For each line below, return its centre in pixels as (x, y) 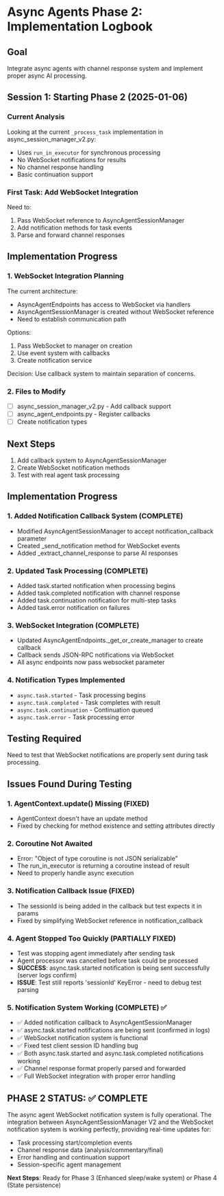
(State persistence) (34, 1185)
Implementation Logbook (80, 26)
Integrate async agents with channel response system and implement (105, 68)
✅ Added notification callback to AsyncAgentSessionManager (104, 1023)
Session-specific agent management (69, 1164)
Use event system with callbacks (63, 353)
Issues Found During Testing (70, 784)
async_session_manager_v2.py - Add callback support (94, 406)
